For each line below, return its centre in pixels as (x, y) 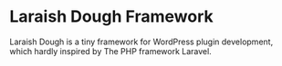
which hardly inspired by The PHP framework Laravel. (110, 51)
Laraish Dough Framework (111, 17)
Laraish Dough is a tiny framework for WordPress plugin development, (141, 42)
